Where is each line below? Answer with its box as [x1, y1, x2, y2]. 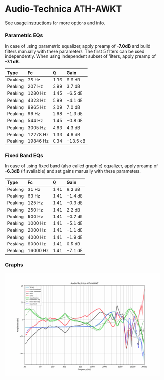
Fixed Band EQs [5, 152, 43, 159]
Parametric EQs [5, 32, 43, 39]
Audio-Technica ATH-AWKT [5, 3, 122, 15]
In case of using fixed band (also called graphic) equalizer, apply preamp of [5, 163, 158, 169]
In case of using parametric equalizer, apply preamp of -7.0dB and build [5, 43, 151, 49]
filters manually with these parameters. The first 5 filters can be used [5, 48, 145, 54]
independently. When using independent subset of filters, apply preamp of [5, 54, 156, 59]
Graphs [5, 261, 23, 268]
